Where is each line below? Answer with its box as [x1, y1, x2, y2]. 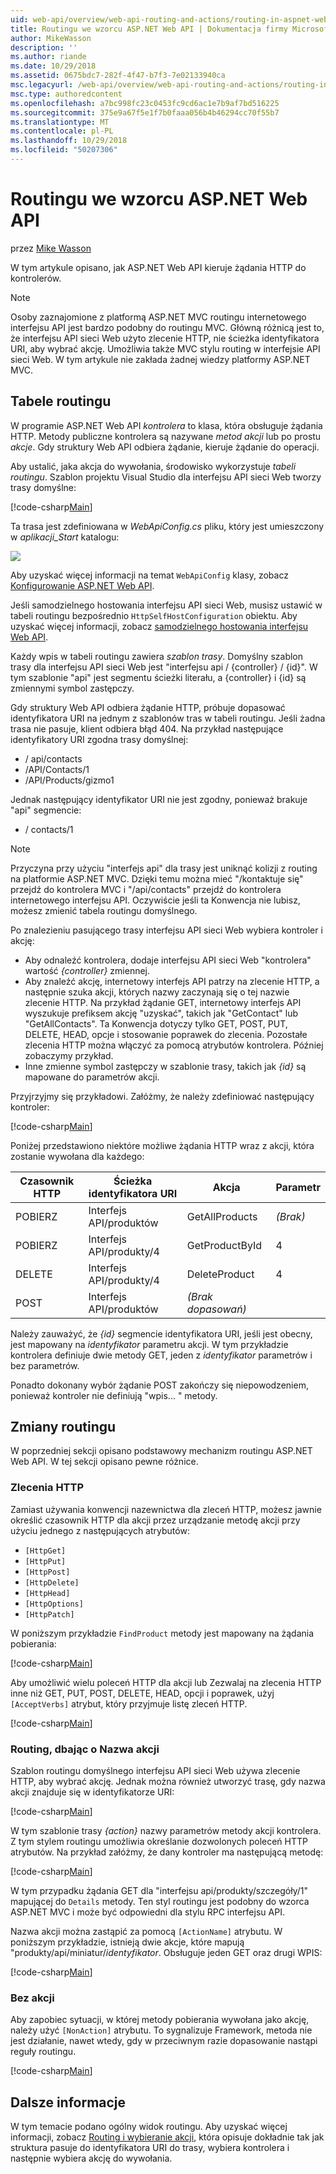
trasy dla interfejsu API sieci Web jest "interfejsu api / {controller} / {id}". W [10, 661, 318, 673]
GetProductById [186, 1238, 263, 1252]
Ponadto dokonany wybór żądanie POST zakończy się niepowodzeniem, [10, 1379, 309, 1391]
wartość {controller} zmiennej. [24, 964, 151, 976]
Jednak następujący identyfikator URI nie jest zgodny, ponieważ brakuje [10, 793, 308, 805]
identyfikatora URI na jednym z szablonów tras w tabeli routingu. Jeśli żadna [10, 712, 326, 724]
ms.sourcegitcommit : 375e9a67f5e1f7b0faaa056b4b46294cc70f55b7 [10, 107, 280, 118]
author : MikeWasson [10, 33, 92, 43]
